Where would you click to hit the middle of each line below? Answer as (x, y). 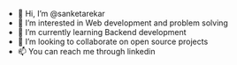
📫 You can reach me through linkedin (87, 51)
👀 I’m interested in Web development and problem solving (122, 23)
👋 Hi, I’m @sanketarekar (61, 14)
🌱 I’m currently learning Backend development (102, 32)
